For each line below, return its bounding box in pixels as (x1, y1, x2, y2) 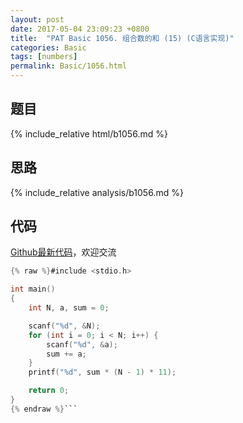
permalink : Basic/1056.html (10, 61, 128, 71)
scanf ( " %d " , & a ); (46, 339, 118, 350)
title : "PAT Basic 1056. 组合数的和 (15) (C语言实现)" (10, 33, 235, 43)
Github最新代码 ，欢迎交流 (10, 246, 117, 258)
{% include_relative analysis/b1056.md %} (10, 186, 184, 198)
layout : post (10, 14, 65, 25)
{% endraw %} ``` (10, 404, 78, 414)
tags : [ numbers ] (10, 52, 78, 62)
